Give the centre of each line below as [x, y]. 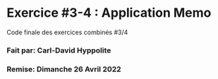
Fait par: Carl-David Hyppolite [59, 50]
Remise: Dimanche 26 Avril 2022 [64, 69]
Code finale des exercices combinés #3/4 [67, 32]
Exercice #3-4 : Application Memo [109, 13]
